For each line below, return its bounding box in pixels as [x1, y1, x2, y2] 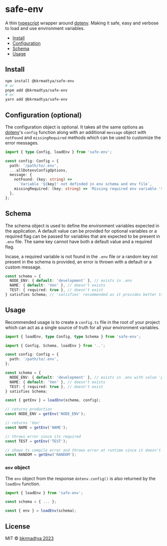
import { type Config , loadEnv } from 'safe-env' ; [5, 149, 112, 154]
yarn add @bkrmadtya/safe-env [5, 97, 68, 102]
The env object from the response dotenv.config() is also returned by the [5, 475, 156, 481]
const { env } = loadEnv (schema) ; [5, 508, 77, 514]
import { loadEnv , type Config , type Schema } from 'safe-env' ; [5, 334, 141, 339]
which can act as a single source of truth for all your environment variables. [5, 324, 160, 330]
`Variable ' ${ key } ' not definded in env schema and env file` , [18, 182, 153, 187]
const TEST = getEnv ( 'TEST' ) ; [5, 438, 68, 444]
